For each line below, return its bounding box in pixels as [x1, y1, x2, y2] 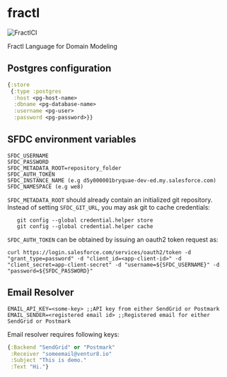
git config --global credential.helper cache [16, 222, 153, 230]
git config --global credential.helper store [16, 217, 153, 224]
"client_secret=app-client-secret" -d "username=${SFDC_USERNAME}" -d [7, 261, 220, 268]
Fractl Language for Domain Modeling [7, 42, 118, 50]
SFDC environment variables [7, 133, 136, 145]
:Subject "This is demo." [10, 357, 87, 364]
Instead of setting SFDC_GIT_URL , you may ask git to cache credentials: [7, 203, 211, 211]
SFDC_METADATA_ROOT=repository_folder [7, 164, 122, 172]
